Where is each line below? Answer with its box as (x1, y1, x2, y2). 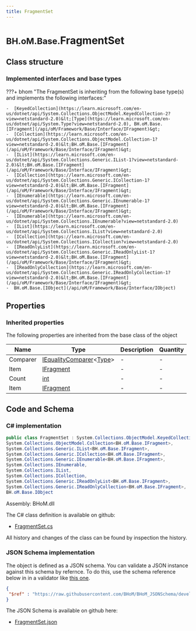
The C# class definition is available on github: (6, 511, 116, 519)
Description (120, 346, 153, 354)
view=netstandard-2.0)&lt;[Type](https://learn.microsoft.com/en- (6, 115, 171, 122)
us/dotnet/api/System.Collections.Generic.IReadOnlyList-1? (6, 249, 156, 255)
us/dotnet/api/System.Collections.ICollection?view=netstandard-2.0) (6, 238, 179, 245)
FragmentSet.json (14, 619, 57, 626)
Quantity (159, 346, 184, 354)
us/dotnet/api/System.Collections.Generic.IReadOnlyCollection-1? (6, 270, 171, 275)
